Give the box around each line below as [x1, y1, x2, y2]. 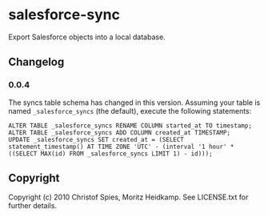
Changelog [8, 55, 65, 69]
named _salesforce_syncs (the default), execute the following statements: [8, 106, 252, 115]
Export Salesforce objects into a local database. [8, 32, 166, 42]
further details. [8, 201, 58, 211]
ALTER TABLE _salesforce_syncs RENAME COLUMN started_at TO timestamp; [8, 122, 252, 130]
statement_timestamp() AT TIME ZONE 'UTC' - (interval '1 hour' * [8, 143, 234, 151]
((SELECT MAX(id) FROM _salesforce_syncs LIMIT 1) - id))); [8, 150, 214, 158]
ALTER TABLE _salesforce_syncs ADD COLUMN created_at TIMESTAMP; [8, 128, 230, 137]
